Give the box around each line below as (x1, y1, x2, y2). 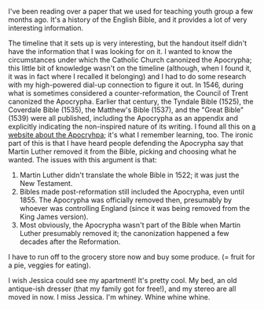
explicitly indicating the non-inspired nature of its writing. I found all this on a (8, 122, 256, 131)
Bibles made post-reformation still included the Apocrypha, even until (19, 187, 245, 196)
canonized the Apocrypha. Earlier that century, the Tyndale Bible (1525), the (8, 97, 254, 106)
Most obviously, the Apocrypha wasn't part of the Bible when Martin (19, 220, 241, 230)
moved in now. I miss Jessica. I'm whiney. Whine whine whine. (8, 293, 211, 301)
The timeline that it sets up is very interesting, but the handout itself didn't (8, 38, 247, 48)
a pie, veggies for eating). (8, 260, 92, 270)
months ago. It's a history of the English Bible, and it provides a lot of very (8, 15, 247, 24)
